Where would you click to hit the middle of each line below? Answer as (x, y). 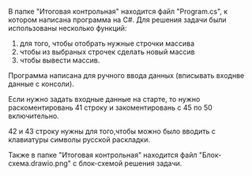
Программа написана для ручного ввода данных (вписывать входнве (126, 75)
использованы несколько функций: (68, 28)
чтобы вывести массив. (60, 60)
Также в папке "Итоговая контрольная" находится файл (103, 155)
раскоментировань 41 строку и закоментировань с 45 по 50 (111, 107)
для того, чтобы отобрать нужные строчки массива (107, 43)
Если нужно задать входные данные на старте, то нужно (104, 99)
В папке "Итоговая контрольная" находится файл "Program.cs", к (118, 11)
